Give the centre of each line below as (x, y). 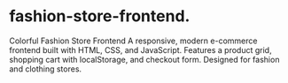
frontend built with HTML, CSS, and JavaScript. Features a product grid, (140, 49)
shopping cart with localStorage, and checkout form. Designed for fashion (144, 59)
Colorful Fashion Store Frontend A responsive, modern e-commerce (133, 41)
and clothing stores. (46, 69)
